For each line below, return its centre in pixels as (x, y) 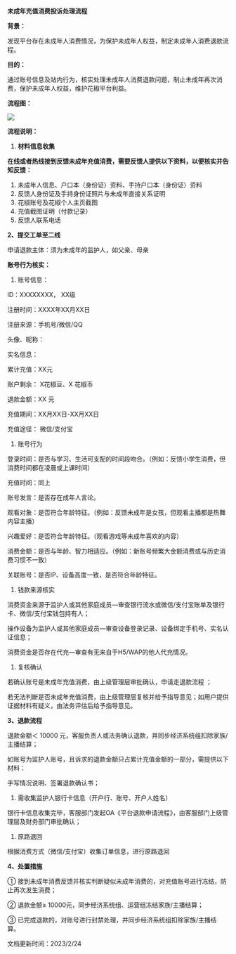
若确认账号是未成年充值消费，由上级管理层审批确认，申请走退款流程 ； (110, 682)
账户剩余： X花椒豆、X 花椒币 (50, 384)
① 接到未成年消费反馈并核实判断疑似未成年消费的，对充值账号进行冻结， (114, 881)
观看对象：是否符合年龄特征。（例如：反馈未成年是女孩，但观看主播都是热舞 (117, 512)
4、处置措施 (25, 866)
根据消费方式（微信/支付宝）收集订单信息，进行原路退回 (88, 851)
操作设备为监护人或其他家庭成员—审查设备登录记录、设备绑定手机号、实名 (115, 628)
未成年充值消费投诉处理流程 (47, 11)
